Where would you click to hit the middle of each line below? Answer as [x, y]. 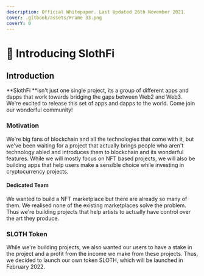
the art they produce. [33, 218]
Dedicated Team [27, 185]
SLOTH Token [27, 234]
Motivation [23, 126]
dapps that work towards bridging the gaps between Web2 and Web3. [94, 97]
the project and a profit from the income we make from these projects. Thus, [102, 254]
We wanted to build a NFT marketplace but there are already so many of [97, 199]
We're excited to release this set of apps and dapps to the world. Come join [101, 104]
